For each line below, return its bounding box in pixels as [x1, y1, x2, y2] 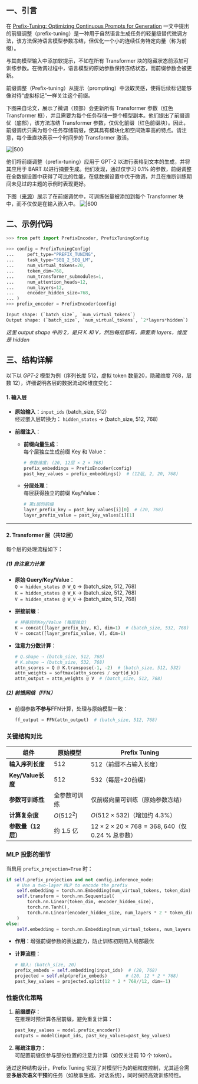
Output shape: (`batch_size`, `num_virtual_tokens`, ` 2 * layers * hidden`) [6, 317, 189, 323]
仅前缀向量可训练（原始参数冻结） [90, 796, 186, 804]
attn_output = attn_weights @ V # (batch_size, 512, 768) [14, 676, 163, 681]
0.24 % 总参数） [90, 831, 137, 839]
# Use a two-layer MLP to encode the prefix [16, 882, 128, 888]
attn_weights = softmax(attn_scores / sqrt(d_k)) [14, 670, 140, 676]
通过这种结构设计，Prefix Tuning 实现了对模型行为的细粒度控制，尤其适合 [6, 1064, 184, 1071]
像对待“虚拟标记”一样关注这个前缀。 [6, 92, 94, 99]
